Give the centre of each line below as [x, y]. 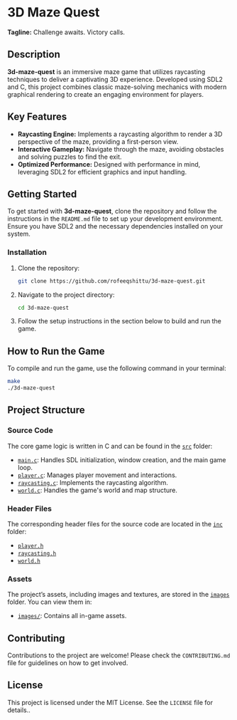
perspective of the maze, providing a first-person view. [98, 141]
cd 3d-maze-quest [43, 308]
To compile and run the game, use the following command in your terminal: [117, 368]
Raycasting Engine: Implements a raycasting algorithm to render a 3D [120, 134]
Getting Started [42, 194]
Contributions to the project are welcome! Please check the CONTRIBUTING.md [119, 655]
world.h [29, 561]
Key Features [37, 117]
